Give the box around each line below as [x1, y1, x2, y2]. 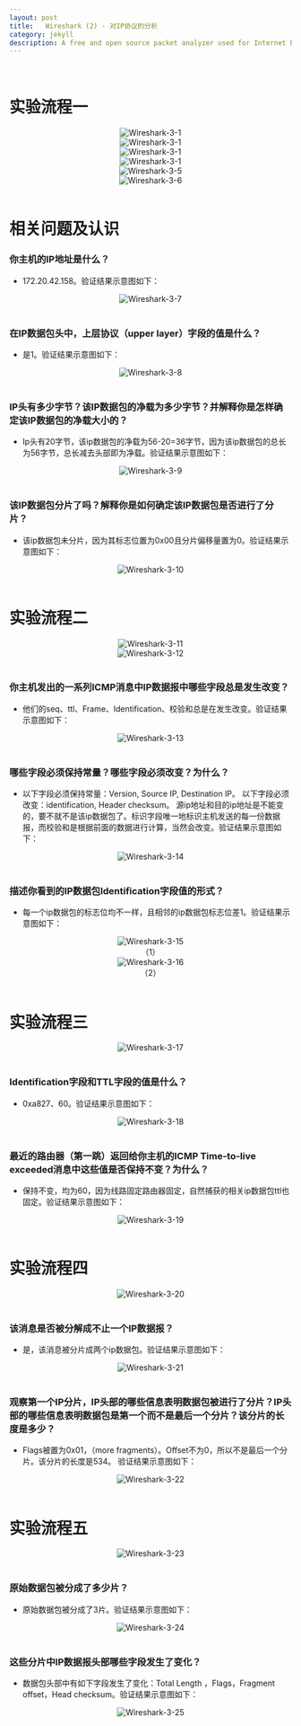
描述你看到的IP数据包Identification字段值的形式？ [9, 885, 225, 898]
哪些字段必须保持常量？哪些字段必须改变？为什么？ [9, 766, 230, 778]
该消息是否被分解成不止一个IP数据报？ [9, 1322, 175, 1334]
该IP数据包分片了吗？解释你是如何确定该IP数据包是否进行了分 [9, 500, 275, 512]
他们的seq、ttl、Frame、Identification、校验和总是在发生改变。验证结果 [21, 703, 288, 714]
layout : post [9, 13, 58, 22]
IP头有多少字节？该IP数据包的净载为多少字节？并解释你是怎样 [9, 401, 275, 413]
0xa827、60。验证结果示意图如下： [21, 1098, 155, 1109]
